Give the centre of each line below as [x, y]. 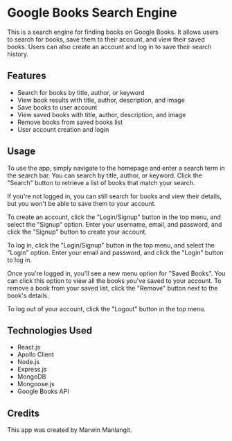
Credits [24, 413]
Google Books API [43, 391]
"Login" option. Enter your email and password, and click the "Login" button [115, 252]
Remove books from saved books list [70, 122]
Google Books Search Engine [92, 13]
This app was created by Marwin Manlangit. [70, 430]
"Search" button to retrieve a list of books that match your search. [101, 182]
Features [27, 76]
